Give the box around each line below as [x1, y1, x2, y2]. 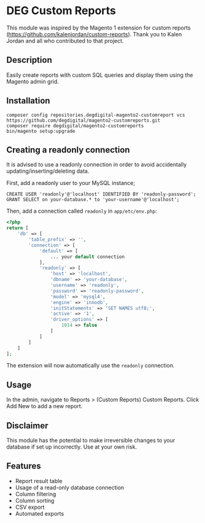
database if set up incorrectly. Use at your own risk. [6, 443, 137, 450]
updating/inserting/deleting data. [6, 167, 90, 175]
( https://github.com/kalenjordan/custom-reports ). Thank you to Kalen [6, 30, 182, 37]
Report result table [15, 477, 63, 484]
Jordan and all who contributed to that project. [6, 37, 124, 44]
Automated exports [15, 509, 64, 517]
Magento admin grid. [6, 77, 60, 85]
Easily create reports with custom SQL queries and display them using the [6, 71, 193, 79]
